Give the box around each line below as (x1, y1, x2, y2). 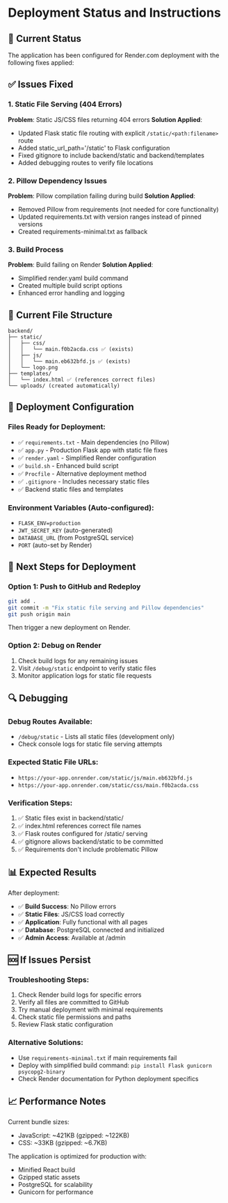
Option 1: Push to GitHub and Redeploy (8, 582, 141, 591)
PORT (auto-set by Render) (17, 541, 92, 550)
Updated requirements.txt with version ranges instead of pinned (17, 212, 202, 221)
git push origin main (8, 611, 71, 618)
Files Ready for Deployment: (8, 422, 106, 432)
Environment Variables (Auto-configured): (8, 503, 154, 513)
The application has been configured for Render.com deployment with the (8, 51, 220, 59)
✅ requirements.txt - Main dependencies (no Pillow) (17, 437, 170, 447)
